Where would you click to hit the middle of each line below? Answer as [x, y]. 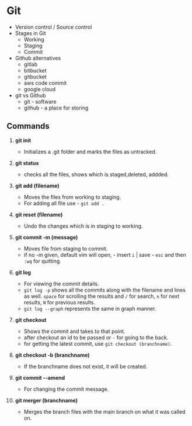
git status [27, 163]
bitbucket [35, 70]
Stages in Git [30, 33]
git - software [40, 101]
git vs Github [30, 95]
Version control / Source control [53, 27]
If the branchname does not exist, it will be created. [85, 366]
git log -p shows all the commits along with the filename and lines [105, 290]
